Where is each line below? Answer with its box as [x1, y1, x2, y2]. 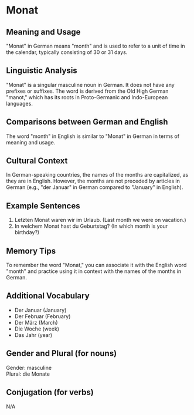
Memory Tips [6, 246, 56, 256]
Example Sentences [6, 201, 80, 211]
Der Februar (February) [14, 312, 71, 320]
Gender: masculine [6, 364, 52, 371]
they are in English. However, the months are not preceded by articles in [6, 177, 181, 185]
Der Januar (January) [14, 306, 67, 313]
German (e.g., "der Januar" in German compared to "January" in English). [6, 184, 183, 191]
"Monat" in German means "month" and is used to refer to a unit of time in [6, 42, 185, 49]
